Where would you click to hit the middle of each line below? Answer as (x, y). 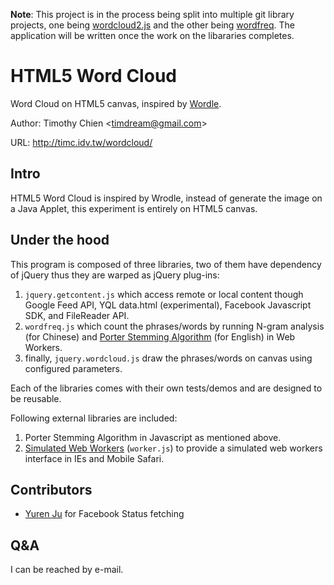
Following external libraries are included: (94, 418)
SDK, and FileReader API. (77, 315)
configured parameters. (73, 368)
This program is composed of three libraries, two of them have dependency (166, 264)
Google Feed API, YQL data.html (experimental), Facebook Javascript (168, 305)
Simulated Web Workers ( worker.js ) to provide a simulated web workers (173, 448)
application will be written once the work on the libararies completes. (152, 35)
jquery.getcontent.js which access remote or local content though (164, 294)
